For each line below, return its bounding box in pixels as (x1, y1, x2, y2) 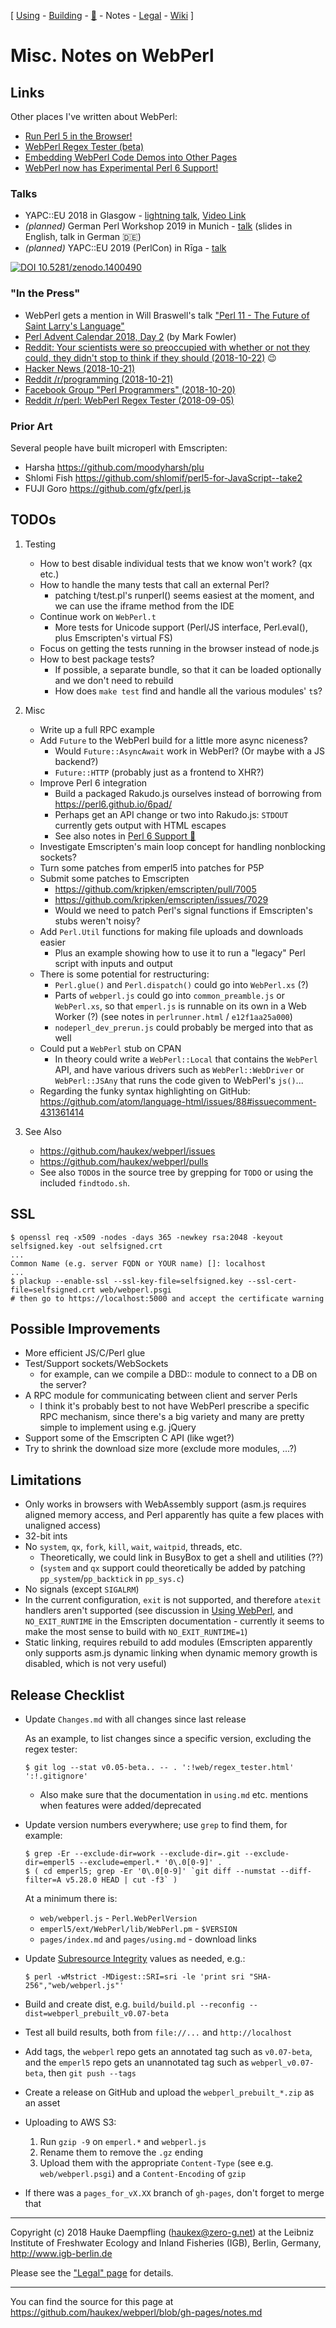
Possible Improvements (10, 1320, 161, 1337)
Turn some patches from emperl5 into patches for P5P (39, 861, 265, 874)
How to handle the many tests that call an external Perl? (39, 578, 270, 590)
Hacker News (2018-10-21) (24, 362, 136, 374)
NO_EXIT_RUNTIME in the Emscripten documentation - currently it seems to (24, 1615, 325, 1627)
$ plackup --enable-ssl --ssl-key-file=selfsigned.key (10, 1276, 244, 1286)
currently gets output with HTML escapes (54, 819, 227, 831)
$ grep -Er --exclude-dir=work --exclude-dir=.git (24, 1848, 241, 1859)
